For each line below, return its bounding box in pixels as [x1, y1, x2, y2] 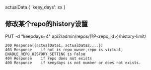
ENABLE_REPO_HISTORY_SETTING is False [5, 52, 85, 57]
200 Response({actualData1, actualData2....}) [5, 43, 103, 48]
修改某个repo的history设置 [5, 20, 88, 28]
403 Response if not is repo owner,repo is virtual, [5, 47, 123, 52]
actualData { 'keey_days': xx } [5, 4, 66, 10]
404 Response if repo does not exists [5, 56, 92, 61]
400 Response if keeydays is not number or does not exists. [5, 60, 141, 65]
